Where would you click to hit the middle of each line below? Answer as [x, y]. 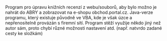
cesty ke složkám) [24, 33]
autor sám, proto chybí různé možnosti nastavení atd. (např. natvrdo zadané [83, 28]
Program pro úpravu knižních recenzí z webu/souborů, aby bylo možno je [81, 7]
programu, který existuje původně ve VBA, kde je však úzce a [69, 18]
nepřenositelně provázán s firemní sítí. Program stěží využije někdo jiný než [83, 23]
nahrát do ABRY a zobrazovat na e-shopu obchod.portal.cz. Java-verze [79, 12]
